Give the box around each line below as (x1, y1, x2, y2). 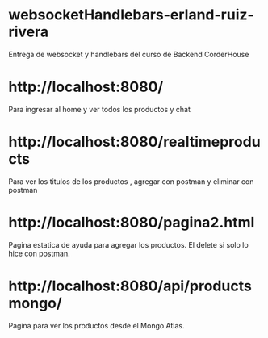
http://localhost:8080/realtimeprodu (8, 133, 261, 151)
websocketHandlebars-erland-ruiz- (8, 6, 254, 24)
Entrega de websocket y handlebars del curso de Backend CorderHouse (8, 49, 249, 59)
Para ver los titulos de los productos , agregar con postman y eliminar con (8, 176, 254, 186)
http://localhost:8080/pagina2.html (8, 214, 255, 232)
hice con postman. (8, 248, 70, 258)
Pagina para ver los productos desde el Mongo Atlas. (8, 320, 185, 330)
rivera (8, 23, 49, 41)
